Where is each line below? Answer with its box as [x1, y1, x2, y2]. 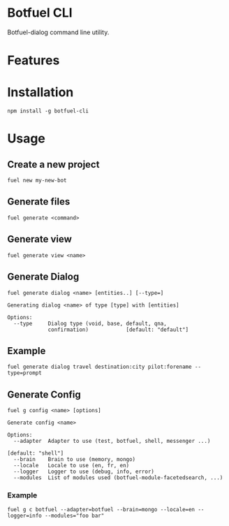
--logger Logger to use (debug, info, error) [13, 468, 155, 476]
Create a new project [7, 159, 100, 170]
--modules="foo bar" [44, 512, 105, 520]
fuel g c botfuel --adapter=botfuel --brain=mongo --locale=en [7, 506, 195, 513]
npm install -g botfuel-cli [7, 108, 89, 115]
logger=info [7, 512, 42, 520]
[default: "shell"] [7, 450, 64, 457]
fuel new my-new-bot [7, 177, 68, 184]
